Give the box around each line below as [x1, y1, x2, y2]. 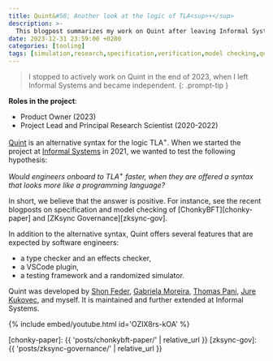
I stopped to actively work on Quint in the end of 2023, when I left [28, 72, 249, 81]
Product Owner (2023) [19, 112, 97, 122]
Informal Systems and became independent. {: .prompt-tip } [28, 80, 229, 90]
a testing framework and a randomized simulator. [19, 271, 185, 281]
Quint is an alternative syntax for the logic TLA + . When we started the [8, 136, 241, 147]
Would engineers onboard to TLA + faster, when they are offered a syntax [8, 170, 253, 182]
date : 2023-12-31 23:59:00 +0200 [8, 34, 122, 43]
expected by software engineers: [8, 238, 119, 247]
